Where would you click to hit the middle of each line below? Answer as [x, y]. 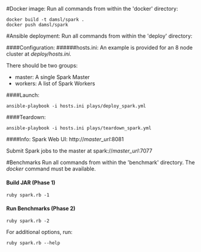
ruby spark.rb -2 [28, 221]
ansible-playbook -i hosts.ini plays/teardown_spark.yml [79, 128]
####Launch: [23, 95]
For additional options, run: [40, 232]
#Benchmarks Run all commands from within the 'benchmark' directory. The [100, 162]
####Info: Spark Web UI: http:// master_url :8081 [65, 139]
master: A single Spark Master [52, 77]
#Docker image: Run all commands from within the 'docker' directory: [92, 9]
